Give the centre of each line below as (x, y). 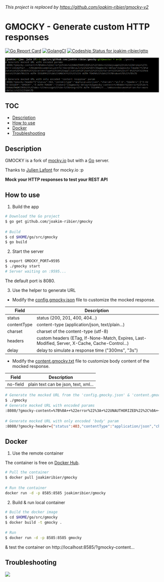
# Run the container (26, 488)
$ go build (16, 242)
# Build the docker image (31, 512)
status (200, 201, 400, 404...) (67, 317)
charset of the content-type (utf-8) (72, 331)
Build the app (25, 207)
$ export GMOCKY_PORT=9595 (32, 261)
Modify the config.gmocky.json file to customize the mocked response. (83, 300)
